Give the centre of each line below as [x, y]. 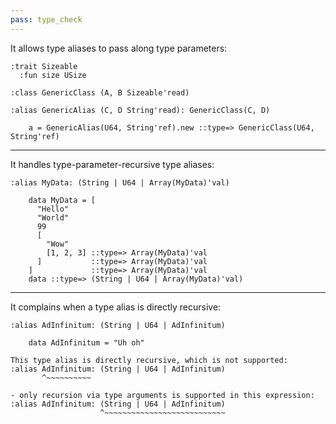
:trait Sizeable [44, 66]
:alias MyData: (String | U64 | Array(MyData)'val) [120, 182]
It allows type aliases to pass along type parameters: [119, 48]
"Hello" [53, 209]
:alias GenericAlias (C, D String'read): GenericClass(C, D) [140, 110]
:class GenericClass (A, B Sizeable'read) [100, 92]
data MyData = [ [62, 200]
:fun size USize [53, 75]
